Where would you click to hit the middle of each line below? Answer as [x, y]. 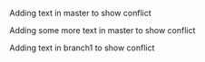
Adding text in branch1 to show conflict [82, 48]
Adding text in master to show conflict [80, 13]
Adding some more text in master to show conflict [102, 30]
